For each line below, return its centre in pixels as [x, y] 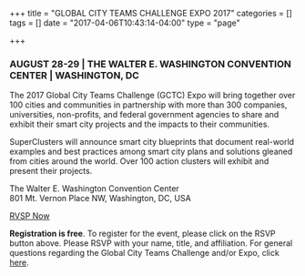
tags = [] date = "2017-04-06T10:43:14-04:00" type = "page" [125, 23]
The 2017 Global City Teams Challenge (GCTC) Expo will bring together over [152, 96]
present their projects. [51, 171]
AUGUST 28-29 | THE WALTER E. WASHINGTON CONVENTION [150, 64]
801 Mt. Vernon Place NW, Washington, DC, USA [100, 199]
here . [19, 262]
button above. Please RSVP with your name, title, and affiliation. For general [151, 243]
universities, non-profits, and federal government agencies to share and [144, 115]
